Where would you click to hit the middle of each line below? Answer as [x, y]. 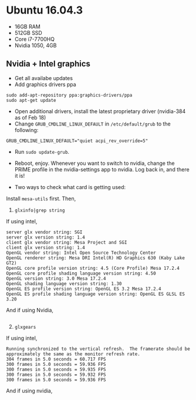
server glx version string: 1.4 [45, 237]
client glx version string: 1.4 [45, 247]
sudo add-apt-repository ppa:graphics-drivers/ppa [69, 95]
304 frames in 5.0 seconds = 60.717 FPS [56, 359]
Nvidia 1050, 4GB [36, 45]
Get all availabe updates [44, 78]
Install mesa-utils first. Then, [41, 199]
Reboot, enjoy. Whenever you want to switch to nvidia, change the [94, 163]
